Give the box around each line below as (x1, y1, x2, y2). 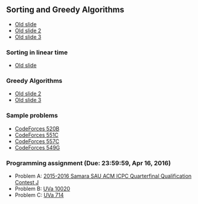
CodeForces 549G (14, 144, 61, 151)
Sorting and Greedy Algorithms (6, 5, 125, 15)
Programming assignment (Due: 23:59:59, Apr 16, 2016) (6, 159, 171, 167)
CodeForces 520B (14, 125, 59, 132)
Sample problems (6, 112, 58, 120)
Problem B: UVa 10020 (14, 185, 70, 192)
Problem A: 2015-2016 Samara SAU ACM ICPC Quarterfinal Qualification (14, 172, 192, 180)
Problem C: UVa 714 (14, 191, 64, 199)
